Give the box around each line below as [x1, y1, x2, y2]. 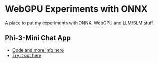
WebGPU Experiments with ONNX [5, 3, 148, 15]
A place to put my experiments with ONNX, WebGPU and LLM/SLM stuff [5, 20, 153, 26]
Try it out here [12, 52, 42, 58]
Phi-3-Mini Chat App [5, 34, 71, 42]
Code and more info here [12, 47, 64, 53]
